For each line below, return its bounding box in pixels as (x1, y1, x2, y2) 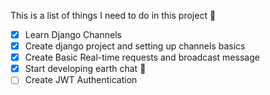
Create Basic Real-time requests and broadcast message (24, 51, 260, 64)
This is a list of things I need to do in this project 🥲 (10, 10, 217, 21)
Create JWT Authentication (24, 74, 138, 86)
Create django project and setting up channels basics (24, 40, 246, 52)
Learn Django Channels (24, 29, 122, 40)
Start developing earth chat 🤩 (24, 63, 147, 75)
